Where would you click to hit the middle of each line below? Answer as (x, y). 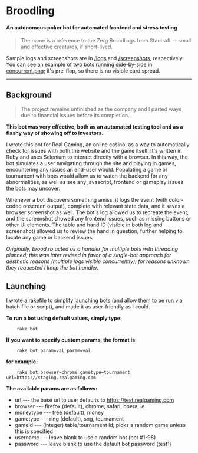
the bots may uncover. (33, 188)
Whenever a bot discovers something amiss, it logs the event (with (87, 200)
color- (176, 200)
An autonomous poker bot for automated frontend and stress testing (92, 27)
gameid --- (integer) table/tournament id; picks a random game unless (100, 425)
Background (29, 95)
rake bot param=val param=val (54, 351)
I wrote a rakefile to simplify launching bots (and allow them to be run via (94, 301)
